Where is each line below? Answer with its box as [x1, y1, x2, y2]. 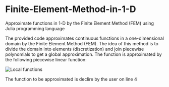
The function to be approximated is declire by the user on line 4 [5, 76, 137, 82]
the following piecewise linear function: [5, 56, 87, 62]
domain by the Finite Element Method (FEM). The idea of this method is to [5, 40, 159, 46]
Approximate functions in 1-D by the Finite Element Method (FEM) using [5, 20, 154, 26]
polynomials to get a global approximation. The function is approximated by [5, 51, 162, 57]
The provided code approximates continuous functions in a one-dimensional [5, 35, 164, 41]
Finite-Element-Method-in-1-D [5, 4, 136, 15]
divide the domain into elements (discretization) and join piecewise [5, 46, 144, 52]
